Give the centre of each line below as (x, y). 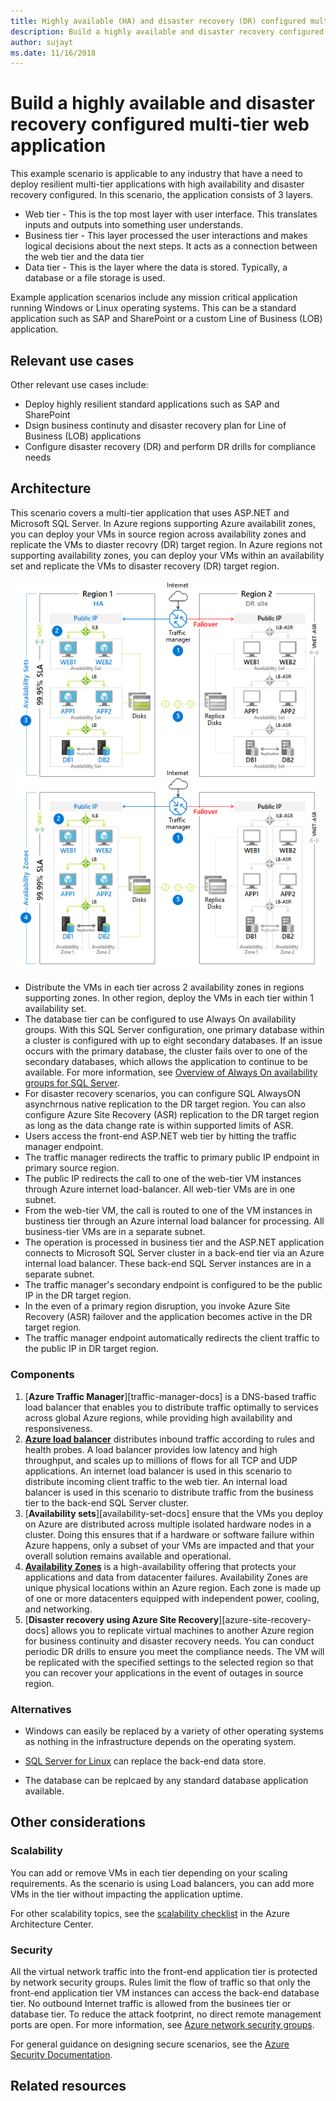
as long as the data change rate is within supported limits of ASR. (159, 1126)
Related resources (68, 2086)
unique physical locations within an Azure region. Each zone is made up (173, 1587)
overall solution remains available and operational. (128, 1556)
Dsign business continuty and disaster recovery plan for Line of (155, 425)
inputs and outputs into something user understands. (134, 225)
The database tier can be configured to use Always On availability (160, 1019)
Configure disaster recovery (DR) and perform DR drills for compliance (170, 446)
